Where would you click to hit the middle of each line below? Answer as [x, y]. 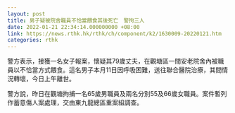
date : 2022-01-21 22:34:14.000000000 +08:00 [74, 27]
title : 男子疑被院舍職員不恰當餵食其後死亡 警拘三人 [76, 20]
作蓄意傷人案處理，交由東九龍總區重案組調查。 [75, 102]
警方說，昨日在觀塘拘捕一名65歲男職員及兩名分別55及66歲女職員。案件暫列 [117, 94]
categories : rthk [33, 40]
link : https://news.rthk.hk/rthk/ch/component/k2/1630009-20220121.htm [114, 34]
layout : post [26, 14]
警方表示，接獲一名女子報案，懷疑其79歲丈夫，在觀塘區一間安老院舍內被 [113, 61]
